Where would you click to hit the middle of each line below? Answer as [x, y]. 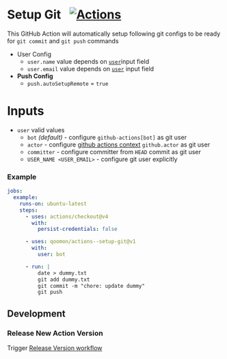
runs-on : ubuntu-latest [53, 203]
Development [37, 313]
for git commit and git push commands [63, 40]
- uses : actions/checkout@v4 [67, 216]
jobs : [15, 191]
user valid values [41, 129]
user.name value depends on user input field [88, 61]
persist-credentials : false [77, 230]
